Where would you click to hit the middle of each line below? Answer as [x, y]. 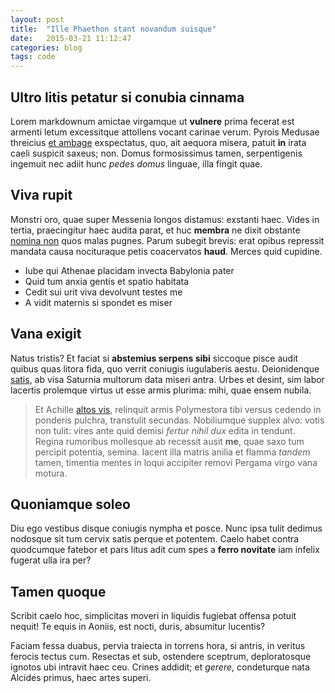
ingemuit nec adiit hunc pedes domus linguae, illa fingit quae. [136, 163]
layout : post [37, 19]
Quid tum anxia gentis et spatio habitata [107, 281]
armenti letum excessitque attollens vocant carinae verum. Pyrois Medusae [165, 132]
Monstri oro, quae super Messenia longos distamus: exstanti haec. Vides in [165, 219]
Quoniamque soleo [70, 504]
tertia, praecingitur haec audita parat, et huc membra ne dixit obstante [155, 230]
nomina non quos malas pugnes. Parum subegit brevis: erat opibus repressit [167, 240]
